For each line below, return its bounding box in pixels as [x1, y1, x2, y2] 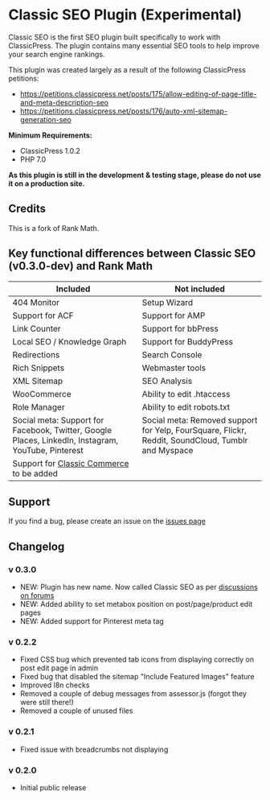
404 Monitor [12, 296, 60, 307]
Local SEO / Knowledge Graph [12, 336, 127, 347]
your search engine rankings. [8, 49, 105, 59]
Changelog [8, 539, 65, 553]
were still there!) [19, 698, 74, 707]
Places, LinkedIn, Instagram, [12, 435, 119, 446]
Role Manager [12, 401, 66, 412]
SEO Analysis [141, 375, 193, 386]
